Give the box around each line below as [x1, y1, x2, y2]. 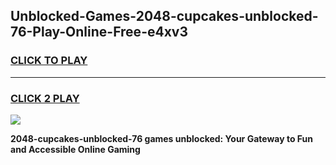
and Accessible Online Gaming [10, 143, 141, 155]
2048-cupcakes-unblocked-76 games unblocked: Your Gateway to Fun [10, 132, 313, 144]
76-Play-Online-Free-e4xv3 [10, 24, 188, 41]
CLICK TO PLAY [10, 54, 88, 68]
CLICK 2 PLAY [10, 91, 80, 105]
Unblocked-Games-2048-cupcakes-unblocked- [10, 8, 319, 25]
